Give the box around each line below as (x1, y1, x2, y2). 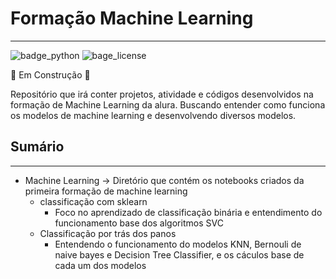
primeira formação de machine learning (24, 185, 188, 197)
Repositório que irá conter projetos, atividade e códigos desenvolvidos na (10, 88, 314, 100)
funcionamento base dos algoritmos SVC (54, 217, 224, 229)
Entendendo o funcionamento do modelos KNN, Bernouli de (54, 238, 302, 250)
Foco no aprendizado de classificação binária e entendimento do (54, 206, 323, 218)
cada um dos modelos (54, 259, 147, 271)
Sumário (10, 138, 65, 156)
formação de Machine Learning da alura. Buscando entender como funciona (10, 98, 326, 111)
